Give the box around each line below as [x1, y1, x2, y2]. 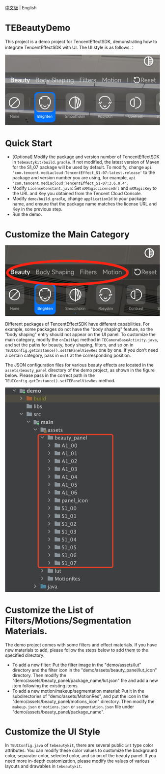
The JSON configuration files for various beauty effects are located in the [5, 362, 154, 368]
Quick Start [5, 137, 53, 149]
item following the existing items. [12, 682, 79, 689]
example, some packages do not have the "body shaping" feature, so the [5, 326, 153, 332]
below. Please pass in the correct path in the [5, 372, 95, 378]
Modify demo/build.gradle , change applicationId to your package [12, 196, 147, 202]
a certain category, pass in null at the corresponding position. [5, 352, 131, 359]
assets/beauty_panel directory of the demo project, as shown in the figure [5, 367, 155, 373]
